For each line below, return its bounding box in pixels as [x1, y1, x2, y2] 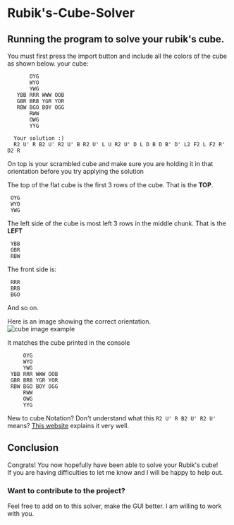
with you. [7, 509, 34, 518]
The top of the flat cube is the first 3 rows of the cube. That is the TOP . [7, 181, 214, 189]
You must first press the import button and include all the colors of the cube [7, 52, 228, 60]
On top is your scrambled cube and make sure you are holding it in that [7, 160, 214, 167]
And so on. [7, 304, 39, 312]
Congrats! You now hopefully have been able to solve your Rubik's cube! [7, 461, 218, 469]
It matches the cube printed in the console [7, 338, 130, 347]
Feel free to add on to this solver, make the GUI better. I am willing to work [7, 502, 222, 510]
